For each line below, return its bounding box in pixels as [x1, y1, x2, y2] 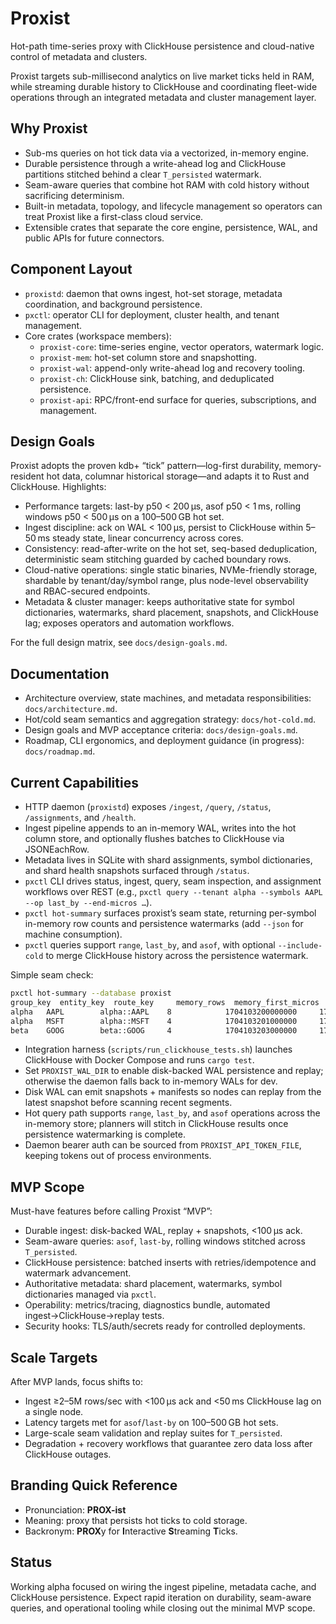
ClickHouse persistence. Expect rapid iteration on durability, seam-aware [10, 1591, 312, 1603]
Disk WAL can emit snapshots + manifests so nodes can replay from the [24, 1086, 322, 1098]
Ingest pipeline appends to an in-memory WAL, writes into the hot [24, 822, 297, 834]
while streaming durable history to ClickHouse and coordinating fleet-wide [10, 80, 318, 92]
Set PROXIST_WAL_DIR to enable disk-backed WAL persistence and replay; [24, 1065, 324, 1077]
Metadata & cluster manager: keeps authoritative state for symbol [24, 596, 295, 608]
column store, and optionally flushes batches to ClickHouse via [24, 833, 285, 844]
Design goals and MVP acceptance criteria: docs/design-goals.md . [24, 724, 298, 736]
